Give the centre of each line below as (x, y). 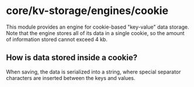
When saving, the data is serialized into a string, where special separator (93, 72)
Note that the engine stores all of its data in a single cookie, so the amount (96, 33)
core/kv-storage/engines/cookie (87, 11)
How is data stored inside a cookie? (72, 58)
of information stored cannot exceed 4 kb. (57, 39)
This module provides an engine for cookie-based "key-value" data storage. (98, 27)
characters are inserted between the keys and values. (71, 78)
